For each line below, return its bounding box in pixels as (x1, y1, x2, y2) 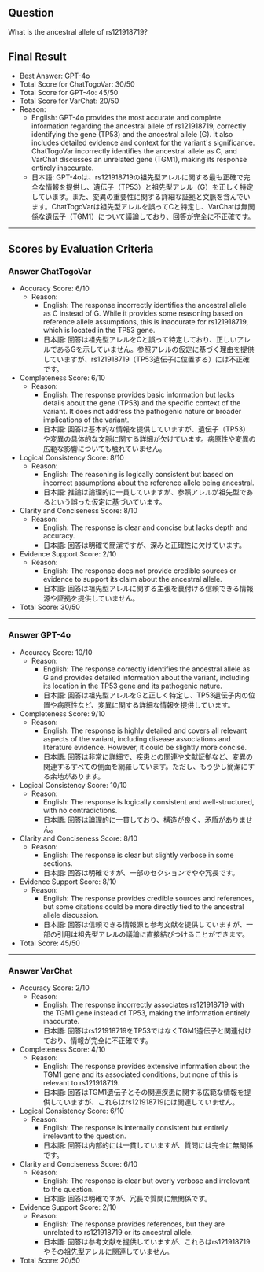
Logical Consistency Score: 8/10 (19, 453, 124, 463)
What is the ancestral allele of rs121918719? (8, 27, 148, 36)
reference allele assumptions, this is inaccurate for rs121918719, (42, 317, 249, 327)
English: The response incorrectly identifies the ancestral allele (42, 301, 247, 310)
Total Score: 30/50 (19, 602, 81, 612)
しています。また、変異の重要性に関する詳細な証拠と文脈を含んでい (31, 192, 251, 202)
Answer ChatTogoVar (8, 265, 92, 276)
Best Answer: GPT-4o (19, 71, 90, 80)
